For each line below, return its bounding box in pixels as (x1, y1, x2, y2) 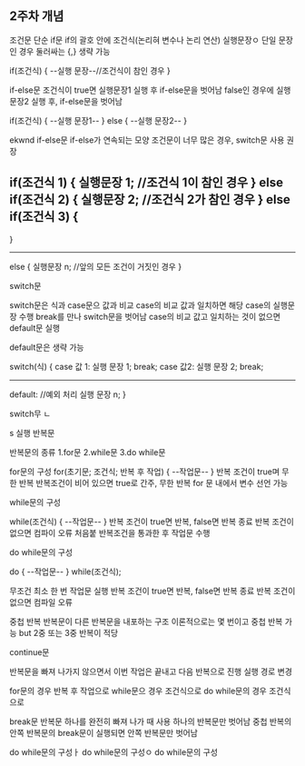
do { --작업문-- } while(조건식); (9, 566, 122, 577)
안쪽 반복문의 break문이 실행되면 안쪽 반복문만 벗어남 (9, 727, 198, 738)
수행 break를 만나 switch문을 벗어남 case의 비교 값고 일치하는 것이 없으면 (18, 311, 281, 322)
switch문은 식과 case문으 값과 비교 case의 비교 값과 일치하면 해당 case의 (9, 299, 271, 311)
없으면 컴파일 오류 (9, 596, 73, 607)
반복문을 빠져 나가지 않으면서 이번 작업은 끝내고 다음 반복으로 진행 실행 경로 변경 (9, 666, 293, 677)
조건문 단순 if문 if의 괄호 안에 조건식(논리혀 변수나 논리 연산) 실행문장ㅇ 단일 (9, 35, 277, 45)
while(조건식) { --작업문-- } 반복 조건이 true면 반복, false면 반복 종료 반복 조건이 (9, 516, 295, 527)
